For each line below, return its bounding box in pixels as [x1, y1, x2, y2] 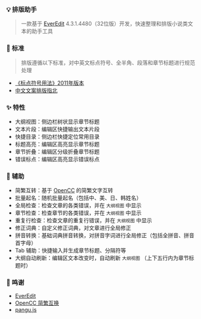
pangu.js [14, 306, 37, 314]
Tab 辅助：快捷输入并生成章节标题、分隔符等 [14, 247, 126, 254]
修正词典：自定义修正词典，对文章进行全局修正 [14, 224, 131, 232]
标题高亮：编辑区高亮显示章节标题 [14, 140, 100, 148]
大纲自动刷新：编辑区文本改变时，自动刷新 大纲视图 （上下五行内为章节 [14, 254, 190, 262]
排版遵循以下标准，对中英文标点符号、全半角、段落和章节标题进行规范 [20, 59, 196, 66]
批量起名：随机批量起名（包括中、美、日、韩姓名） [14, 194, 142, 202]
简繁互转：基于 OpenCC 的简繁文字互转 [14, 187, 113, 194]
